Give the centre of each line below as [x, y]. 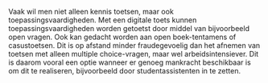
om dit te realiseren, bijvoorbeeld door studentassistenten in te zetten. [125, 71]
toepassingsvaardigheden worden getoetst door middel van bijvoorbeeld [129, 28]
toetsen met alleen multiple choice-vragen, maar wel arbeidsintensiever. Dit [134, 54]
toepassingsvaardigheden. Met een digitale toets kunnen [103, 20]
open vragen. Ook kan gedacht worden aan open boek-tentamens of [122, 37]
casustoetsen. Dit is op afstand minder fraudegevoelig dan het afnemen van [134, 45]
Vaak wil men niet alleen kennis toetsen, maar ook [91, 12]
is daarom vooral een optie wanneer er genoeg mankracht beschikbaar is [130, 62]
